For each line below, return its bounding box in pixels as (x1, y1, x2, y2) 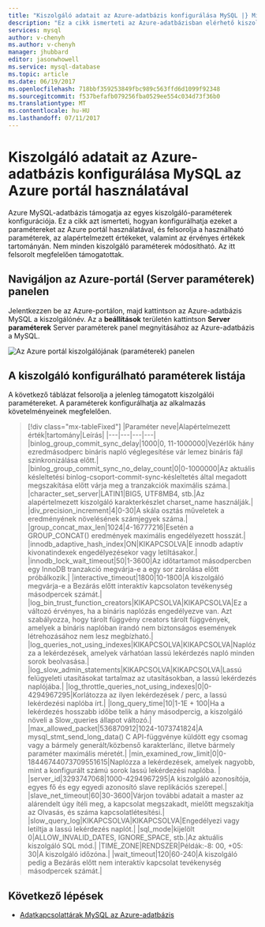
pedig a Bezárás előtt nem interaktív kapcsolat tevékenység (27, 858, 222, 868)
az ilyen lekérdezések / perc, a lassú (109, 690, 227, 700)
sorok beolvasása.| (27, 656, 90, 667)
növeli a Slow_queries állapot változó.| (27, 716, 152, 725)
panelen (8, 285, 50, 298)
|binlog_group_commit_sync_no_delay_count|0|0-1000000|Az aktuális (27, 464, 256, 473)
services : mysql (8, 26, 62, 34)
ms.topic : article (8, 70, 69, 78)
